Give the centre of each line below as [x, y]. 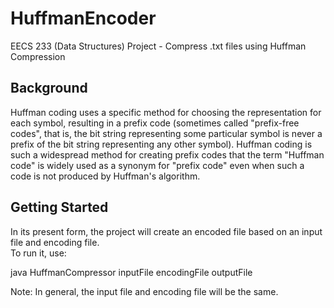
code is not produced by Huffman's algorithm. [105, 176]
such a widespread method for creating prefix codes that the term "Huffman [167, 154]
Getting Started [59, 207]
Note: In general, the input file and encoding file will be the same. [144, 291]
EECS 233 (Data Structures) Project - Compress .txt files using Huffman [158, 46]
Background [49, 88]
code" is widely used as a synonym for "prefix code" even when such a [157, 165]
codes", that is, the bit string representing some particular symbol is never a [166, 133]
